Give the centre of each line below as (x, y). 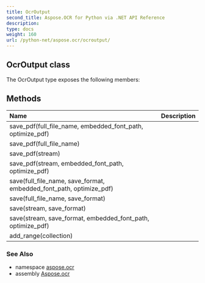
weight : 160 (21, 35)
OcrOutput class (38, 65)
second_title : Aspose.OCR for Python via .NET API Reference (86, 18)
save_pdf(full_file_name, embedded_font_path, (76, 126)
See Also (20, 254)
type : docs (20, 29)
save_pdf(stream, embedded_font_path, (67, 163)
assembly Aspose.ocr (42, 273)
